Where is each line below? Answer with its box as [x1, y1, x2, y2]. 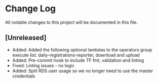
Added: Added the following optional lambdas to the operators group [12, 46, 153, 52]
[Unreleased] [5, 34, 47, 42]
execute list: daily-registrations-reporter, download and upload [12, 52, 140, 58]
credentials [12, 73, 36, 79]
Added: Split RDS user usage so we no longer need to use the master [12, 68, 154, 74]
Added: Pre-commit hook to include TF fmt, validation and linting [12, 57, 144, 63]
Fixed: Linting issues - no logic [12, 62, 75, 68]
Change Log [5, 3, 56, 14]
